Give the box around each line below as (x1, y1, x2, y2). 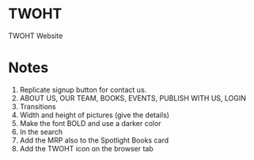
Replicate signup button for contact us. (19, 85, 147, 94)
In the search (19, 127, 63, 136)
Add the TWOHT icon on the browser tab (19, 143, 154, 153)
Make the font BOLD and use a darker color (19, 118, 161, 128)
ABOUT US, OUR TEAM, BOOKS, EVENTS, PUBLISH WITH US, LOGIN (19, 93, 247, 103)
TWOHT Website (8, 31, 63, 40)
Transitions (19, 101, 57, 111)
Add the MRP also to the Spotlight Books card (19, 135, 169, 145)
